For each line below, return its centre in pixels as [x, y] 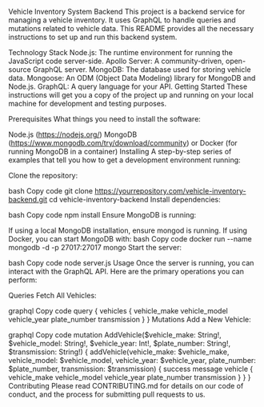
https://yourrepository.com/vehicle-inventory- [170, 191]
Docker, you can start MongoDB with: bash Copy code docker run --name [130, 239]
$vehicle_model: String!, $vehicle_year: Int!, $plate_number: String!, [119, 343]
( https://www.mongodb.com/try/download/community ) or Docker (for [123, 143]
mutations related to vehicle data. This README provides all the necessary [131, 28]
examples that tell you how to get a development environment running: [125, 160]
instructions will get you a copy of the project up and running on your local [131, 95]
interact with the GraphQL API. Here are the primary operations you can [126, 271]
